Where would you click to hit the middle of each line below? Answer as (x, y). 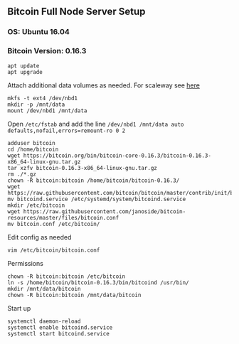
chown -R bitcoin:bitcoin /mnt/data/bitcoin (74, 295)
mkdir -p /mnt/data (36, 104)
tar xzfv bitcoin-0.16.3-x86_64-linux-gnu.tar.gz (83, 168)
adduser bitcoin (31, 143)
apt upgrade (25, 72)
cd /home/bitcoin (33, 149)
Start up (19, 308)
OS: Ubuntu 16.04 (38, 32)
